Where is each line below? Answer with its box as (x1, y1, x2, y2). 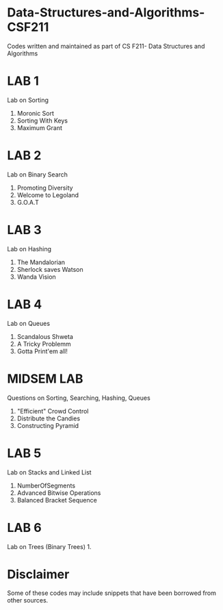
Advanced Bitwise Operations (16, 488, 101, 497)
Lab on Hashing (7, 244, 52, 253)
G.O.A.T (16, 198, 40, 206)
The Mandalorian (16, 258, 66, 266)
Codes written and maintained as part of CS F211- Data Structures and (7, 42, 205, 50)
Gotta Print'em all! (16, 347, 68, 355)
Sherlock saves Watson (16, 265, 83, 273)
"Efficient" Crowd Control (16, 407, 89, 415)
